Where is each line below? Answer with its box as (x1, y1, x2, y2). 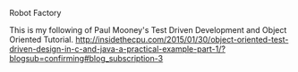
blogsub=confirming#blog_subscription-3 (9, 53, 164, 63)
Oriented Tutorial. (9, 35, 74, 44)
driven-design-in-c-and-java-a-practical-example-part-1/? (9, 44, 226, 54)
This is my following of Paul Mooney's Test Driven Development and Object (9, 25, 287, 35)
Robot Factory (9, 8, 62, 18)
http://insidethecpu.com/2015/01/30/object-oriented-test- (75, 35, 289, 44)
